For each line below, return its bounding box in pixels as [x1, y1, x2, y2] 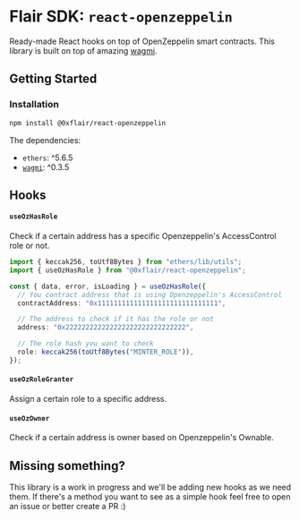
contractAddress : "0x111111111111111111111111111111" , [17, 298, 227, 308]
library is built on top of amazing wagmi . [9, 45, 158, 55]
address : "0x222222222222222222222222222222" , [17, 323, 194, 332]
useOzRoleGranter [9, 375, 74, 384]
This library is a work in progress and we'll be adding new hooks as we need [9, 482, 292, 493]
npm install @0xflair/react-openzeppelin [9, 118, 167, 127]
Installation [9, 98, 60, 111]
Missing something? [9, 458, 125, 473]
